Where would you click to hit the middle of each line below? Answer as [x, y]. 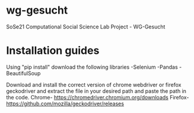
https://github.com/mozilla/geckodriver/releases [65, 104]
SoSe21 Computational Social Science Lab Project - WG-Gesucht [86, 27]
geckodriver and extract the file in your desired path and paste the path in [96, 91]
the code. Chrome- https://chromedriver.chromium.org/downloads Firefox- [98, 97]
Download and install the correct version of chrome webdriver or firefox [94, 85]
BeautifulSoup [23, 73]
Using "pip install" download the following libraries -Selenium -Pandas [92, 67]
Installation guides [53, 51]
